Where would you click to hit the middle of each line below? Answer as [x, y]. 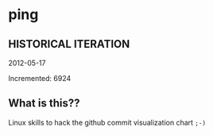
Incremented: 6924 [40, 78]
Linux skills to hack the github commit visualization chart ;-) [107, 122]
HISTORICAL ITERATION [69, 44]
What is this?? [44, 104]
